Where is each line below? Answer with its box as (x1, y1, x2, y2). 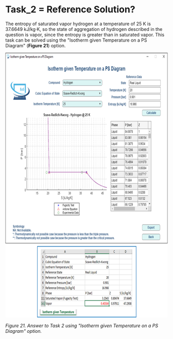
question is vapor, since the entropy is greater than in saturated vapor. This (5, 31, 165, 38)
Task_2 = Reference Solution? (5, 4, 135, 15)
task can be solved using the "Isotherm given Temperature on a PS (5, 37, 147, 43)
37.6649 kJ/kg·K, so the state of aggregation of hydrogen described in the (5, 26, 163, 32)
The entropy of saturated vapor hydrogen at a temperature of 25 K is (5, 21, 151, 27)
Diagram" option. (5, 328, 42, 334)
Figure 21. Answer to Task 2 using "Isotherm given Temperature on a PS (5, 323, 159, 329)
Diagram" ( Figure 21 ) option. (5, 42, 66, 48)
